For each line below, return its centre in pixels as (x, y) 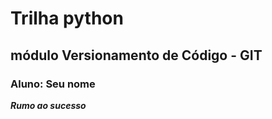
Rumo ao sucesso (48, 105)
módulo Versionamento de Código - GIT (136, 55)
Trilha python (67, 18)
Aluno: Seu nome (53, 84)
